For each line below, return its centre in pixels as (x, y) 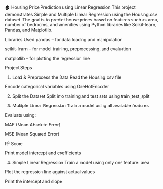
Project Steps (19, 68)
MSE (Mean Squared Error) (32, 134)
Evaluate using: (20, 115)
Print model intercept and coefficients (43, 153)
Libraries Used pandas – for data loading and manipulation (64, 39)
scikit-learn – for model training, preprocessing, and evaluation (68, 49)
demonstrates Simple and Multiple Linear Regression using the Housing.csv (81, 14)
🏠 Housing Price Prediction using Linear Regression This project (70, 7)
